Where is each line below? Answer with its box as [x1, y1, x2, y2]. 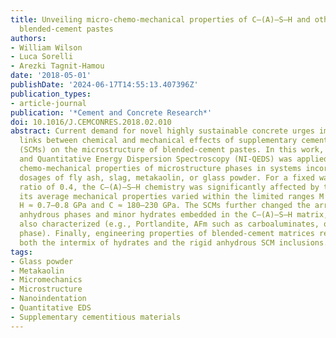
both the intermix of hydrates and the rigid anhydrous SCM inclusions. [19, 237, 329, 248]
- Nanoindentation [10, 294, 87, 304]
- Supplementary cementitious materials [10, 312, 182, 322]
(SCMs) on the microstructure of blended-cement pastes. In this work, [19, 145, 325, 155]
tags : [10, 247, 33, 257]
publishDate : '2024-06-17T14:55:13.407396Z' [10, 80, 199, 90]
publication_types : [10, 89, 92, 99]
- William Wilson [10, 42, 83, 53]
